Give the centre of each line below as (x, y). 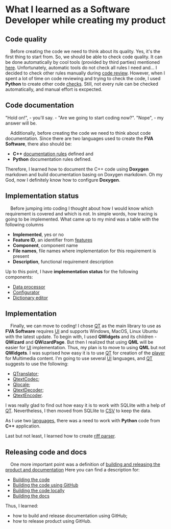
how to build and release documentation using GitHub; (70, 516)
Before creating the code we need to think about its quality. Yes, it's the (85, 51)
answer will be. (21, 123)
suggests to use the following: (37, 364)
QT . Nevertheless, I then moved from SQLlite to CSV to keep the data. (78, 411)
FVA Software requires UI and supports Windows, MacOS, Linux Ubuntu (82, 331)
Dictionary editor (30, 298)
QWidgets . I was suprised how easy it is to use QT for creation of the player (85, 353)
